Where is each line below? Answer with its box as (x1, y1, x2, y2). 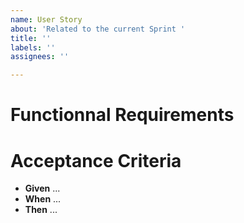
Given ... (24, 182, 61, 195)
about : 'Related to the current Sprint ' (10, 24, 186, 34)
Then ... (24, 204, 58, 216)
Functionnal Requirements (10, 104, 235, 126)
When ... (24, 193, 62, 205)
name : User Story (10, 14, 83, 25)
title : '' (10, 33, 52, 43)
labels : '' (10, 42, 56, 53)
